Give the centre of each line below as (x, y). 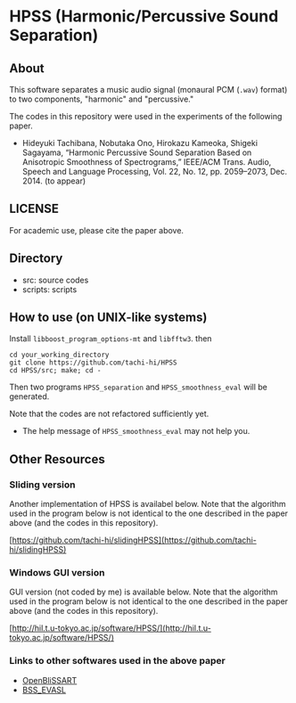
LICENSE (34, 209)
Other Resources (57, 459)
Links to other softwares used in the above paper (117, 661)
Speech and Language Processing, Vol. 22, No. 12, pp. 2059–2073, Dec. (155, 172)
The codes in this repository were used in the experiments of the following (146, 116)
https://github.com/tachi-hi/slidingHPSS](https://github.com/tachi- (134, 540)
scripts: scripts (49, 289)
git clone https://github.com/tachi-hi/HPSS (93, 363)
